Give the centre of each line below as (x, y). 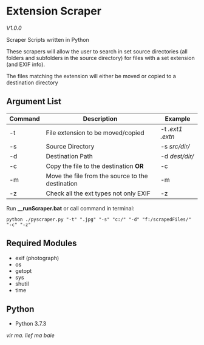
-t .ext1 (172, 129)
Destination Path (69, 156)
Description (100, 118)
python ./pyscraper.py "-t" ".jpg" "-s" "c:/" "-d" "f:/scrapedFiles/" (99, 219)
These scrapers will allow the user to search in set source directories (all (97, 51)
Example (178, 118)
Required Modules (42, 243)
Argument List (34, 102)
